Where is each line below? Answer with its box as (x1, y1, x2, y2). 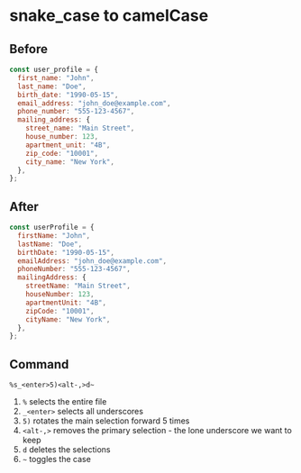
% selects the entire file (22, 396, 107, 407)
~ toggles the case (22, 454, 92, 465)
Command (9, 357, 69, 372)
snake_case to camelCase (9, 5, 209, 26)
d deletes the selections (22, 444, 111, 455)
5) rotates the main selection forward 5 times (22, 415, 190, 426)
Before (9, 41, 48, 57)
